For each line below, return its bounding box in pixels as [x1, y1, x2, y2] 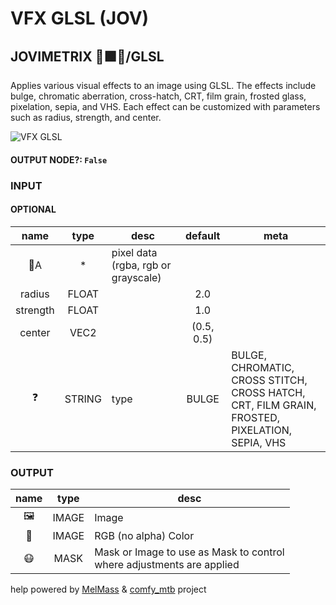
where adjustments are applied [94, 558, 240, 572]
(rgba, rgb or [111, 258, 172, 272]
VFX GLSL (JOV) [10, 7, 150, 30]
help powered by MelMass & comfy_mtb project [10, 583, 207, 596]
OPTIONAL [10, 203, 57, 216]
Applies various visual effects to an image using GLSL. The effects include [10, 80, 317, 91]
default [184, 228, 221, 242]
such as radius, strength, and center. [10, 112, 162, 123]
